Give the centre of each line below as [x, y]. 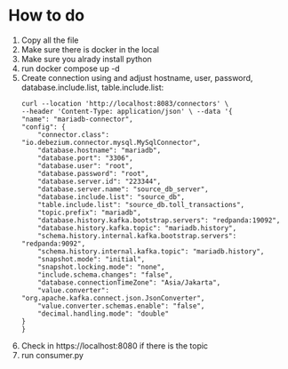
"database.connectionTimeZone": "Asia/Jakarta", [129, 282]
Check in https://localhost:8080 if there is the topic [115, 345]
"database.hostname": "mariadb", [100, 150]
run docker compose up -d [71, 68]
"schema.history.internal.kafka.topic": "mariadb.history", [151, 251]
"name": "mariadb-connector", [77, 119]
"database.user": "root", [86, 165]
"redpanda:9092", [53, 244]
